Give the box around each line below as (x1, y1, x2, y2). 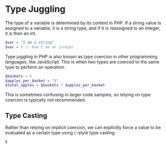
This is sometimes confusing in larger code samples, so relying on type (5, 92, 151, 98)
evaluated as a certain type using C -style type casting (5, 130, 115, 136)
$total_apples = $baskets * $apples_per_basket (5, 83, 106, 88)
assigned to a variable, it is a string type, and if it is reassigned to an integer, (5, 25, 161, 31)
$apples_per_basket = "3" (5, 78, 58, 83)
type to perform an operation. (5, 64, 66, 70)
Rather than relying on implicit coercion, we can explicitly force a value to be (5, 125, 161, 131)
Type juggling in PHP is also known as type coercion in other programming (5, 53, 158, 59)
